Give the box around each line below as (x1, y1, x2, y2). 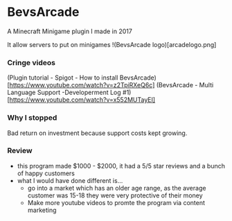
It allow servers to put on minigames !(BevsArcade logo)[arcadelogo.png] (7, 40, 217, 48)
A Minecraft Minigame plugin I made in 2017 (7, 27, 133, 35)
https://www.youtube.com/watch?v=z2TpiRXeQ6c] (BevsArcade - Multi (9, 81, 214, 89)
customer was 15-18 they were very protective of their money (27, 191, 203, 200)
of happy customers (17, 169, 75, 177)
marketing (27, 206, 57, 214)
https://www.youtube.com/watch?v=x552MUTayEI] (9, 96, 156, 104)
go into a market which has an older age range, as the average (27, 184, 206, 192)
